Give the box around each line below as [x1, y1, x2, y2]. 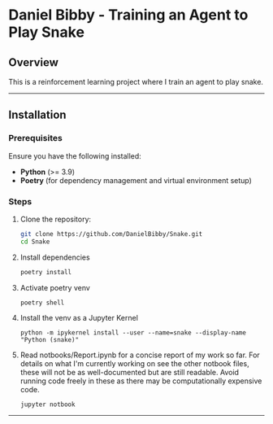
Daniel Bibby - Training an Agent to [8, 6, 249, 24]
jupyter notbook [19, 400, 76, 409]
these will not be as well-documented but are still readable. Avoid [19, 367, 240, 377]
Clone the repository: [19, 214, 92, 224]
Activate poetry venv [19, 282, 91, 292]
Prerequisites [8, 133, 63, 144]
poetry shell [19, 299, 65, 307]
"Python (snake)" [19, 335, 80, 343]
